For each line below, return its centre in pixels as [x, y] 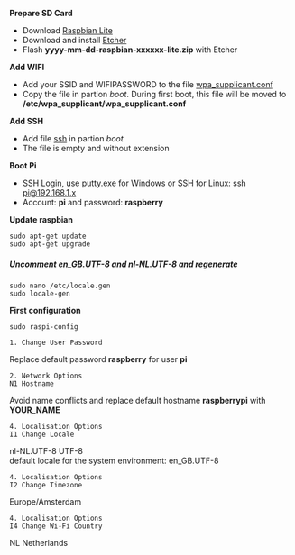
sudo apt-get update [48, 236]
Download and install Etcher [74, 40]
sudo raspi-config [44, 327]
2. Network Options [46, 376]
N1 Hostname [32, 383]
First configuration [45, 310]
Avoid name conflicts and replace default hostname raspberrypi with [138, 400]
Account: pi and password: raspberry [93, 202]
